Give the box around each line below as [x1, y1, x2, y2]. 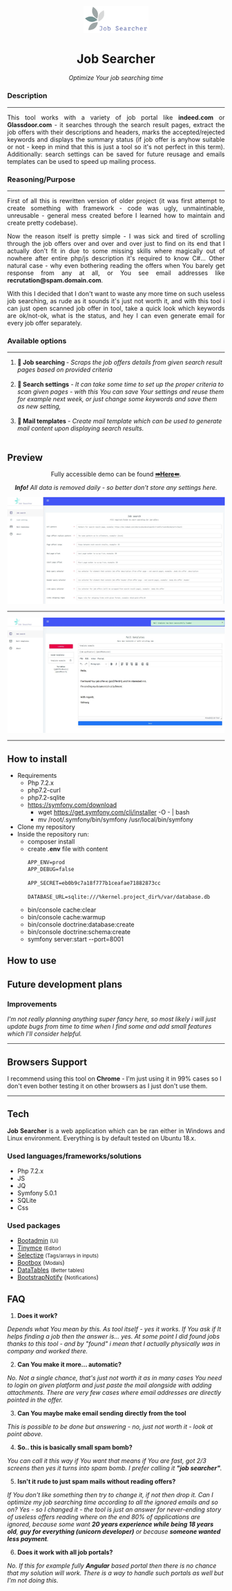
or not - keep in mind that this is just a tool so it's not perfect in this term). [7, 142, 225, 151]
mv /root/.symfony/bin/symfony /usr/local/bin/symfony [37, 815, 193, 824]
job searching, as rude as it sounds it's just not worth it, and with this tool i [7, 297, 225, 305]
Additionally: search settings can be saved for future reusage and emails [7, 150, 225, 158]
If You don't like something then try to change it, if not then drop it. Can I [7, 1491, 214, 1499]
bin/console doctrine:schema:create [27, 928, 131, 936]
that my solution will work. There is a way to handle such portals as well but [7, 1569, 224, 1577]
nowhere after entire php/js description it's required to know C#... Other [7, 254, 225, 263]
